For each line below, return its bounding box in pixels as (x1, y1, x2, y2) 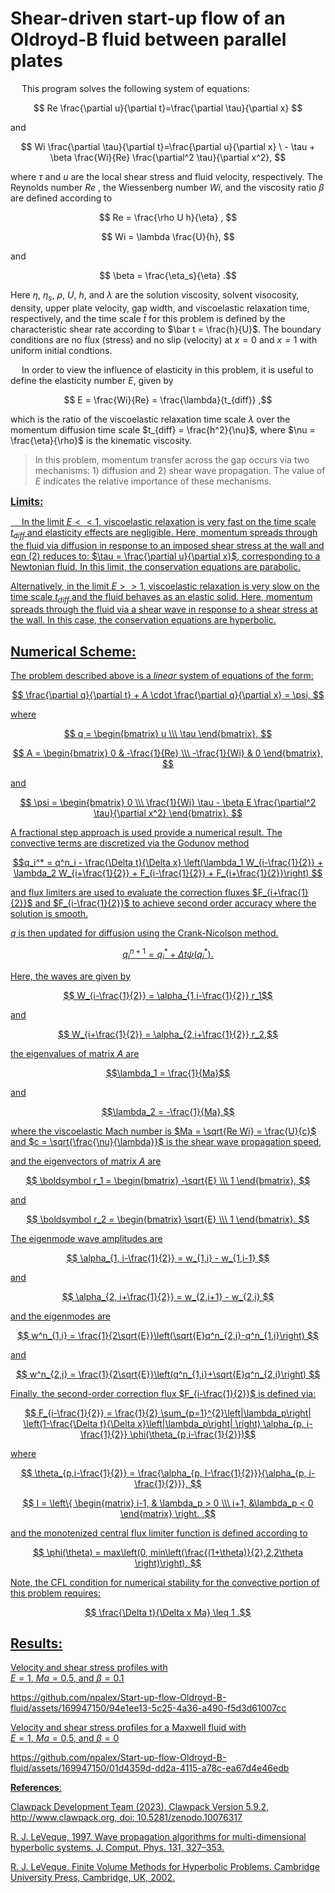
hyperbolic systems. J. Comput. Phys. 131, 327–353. (10, 1842, 225, 1854)
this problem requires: (10, 1587, 101, 1599)
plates (10, 50, 63, 72)
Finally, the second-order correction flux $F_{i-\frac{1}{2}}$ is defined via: (10, 1387, 317, 1399)
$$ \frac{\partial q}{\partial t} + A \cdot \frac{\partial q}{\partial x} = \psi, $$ (11, 689, 325, 701)
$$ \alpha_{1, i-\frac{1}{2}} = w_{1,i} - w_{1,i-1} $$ (66, 1252, 270, 1264)
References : (10, 1782, 62, 1794)
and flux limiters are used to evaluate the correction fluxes (10, 887, 250, 899)
